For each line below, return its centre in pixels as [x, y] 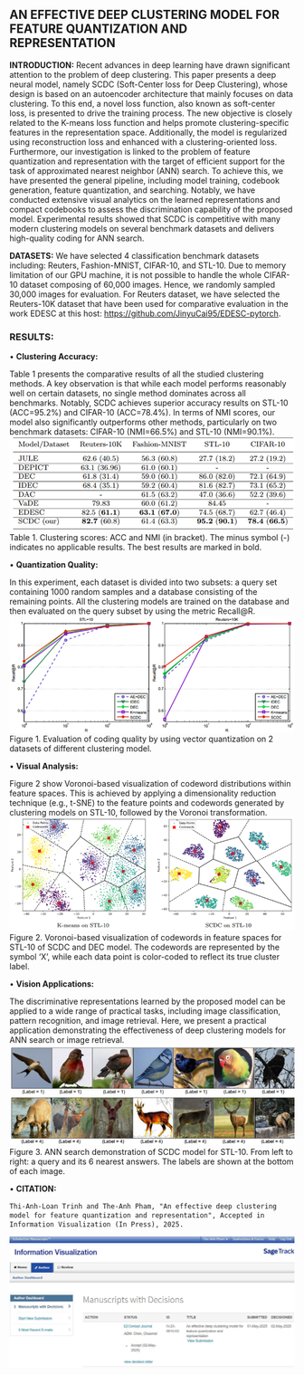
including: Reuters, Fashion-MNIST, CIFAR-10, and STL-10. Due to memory [148, 265]
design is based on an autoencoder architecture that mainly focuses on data [152, 93]
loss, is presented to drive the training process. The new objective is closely [151, 113]
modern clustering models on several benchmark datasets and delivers [142, 228]
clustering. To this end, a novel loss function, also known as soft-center [142, 103]
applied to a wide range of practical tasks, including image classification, [145, 1011]
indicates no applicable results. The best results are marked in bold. [136, 547]
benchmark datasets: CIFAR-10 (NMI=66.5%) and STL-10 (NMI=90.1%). [142, 432]
